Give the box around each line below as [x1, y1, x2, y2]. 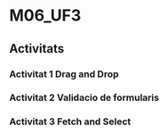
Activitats [9, 41, 65, 56]
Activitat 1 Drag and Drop [9, 68, 119, 80]
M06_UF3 [9, 5, 82, 26]
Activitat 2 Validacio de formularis [9, 91, 160, 104]
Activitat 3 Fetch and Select [9, 115, 132, 128]
